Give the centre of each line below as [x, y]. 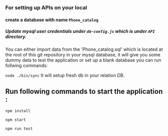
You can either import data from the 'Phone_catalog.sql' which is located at [84, 49]
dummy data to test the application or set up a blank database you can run [83, 60]
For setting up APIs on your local [46, 8]
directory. [16, 37]
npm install [18, 111]
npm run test [19, 129]
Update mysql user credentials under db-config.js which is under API [80, 31]
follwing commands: [26, 65]
